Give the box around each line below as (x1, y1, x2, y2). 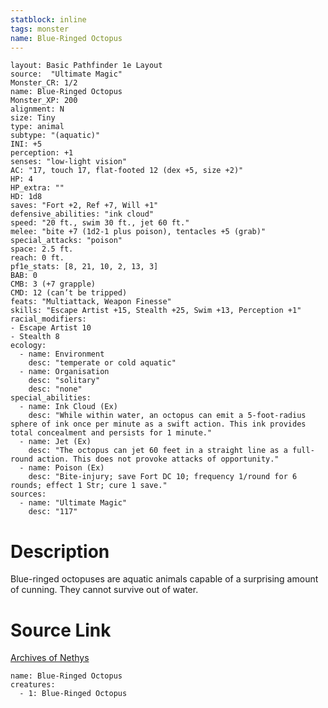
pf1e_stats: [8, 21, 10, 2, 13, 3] (10, 262, 159, 272)
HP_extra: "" (10, 183, 65, 193)
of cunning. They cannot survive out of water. (10, 584, 199, 596)
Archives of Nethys (10, 652, 90, 664)
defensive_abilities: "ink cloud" (10, 209, 155, 220)
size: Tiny (10, 113, 56, 123)
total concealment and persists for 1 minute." (10, 428, 213, 438)
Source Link (10, 619, 112, 641)
